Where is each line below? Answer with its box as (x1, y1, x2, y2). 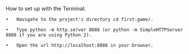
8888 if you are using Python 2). (5, 32, 92, 38)
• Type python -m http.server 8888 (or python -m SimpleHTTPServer (5, 27, 184, 33)
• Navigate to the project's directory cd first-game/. (5, 17, 154, 23)
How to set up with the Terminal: (5, 5, 86, 12)
